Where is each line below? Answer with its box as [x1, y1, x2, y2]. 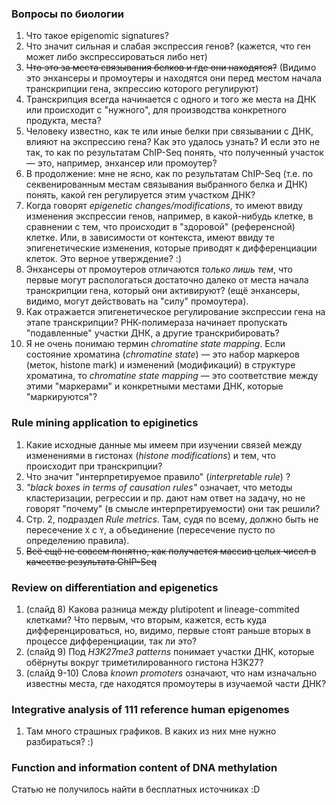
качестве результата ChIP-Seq [25, 555, 157, 567]
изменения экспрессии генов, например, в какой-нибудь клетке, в [25, 210, 314, 222]
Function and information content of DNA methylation [11, 761, 278, 775]
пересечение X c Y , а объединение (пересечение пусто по [25, 523, 276, 536]
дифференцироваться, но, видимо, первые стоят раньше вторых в [25, 624, 311, 636]
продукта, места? [25, 115, 102, 127]
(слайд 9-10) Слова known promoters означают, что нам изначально [25, 667, 318, 679]
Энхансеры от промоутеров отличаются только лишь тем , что [25, 263, 293, 276]
